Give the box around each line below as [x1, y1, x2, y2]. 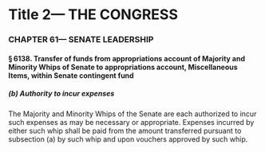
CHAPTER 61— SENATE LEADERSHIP [8, 34, 154, 45]
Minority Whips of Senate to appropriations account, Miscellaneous [8, 62, 238, 72]
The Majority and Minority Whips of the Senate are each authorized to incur [8, 109, 257, 119]
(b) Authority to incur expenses [8, 89, 115, 99]
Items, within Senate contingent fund [8, 70, 134, 80]
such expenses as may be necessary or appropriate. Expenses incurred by [8, 117, 255, 127]
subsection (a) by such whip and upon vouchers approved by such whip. [8, 134, 248, 144]
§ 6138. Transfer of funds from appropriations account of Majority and [8, 53, 246, 63]
